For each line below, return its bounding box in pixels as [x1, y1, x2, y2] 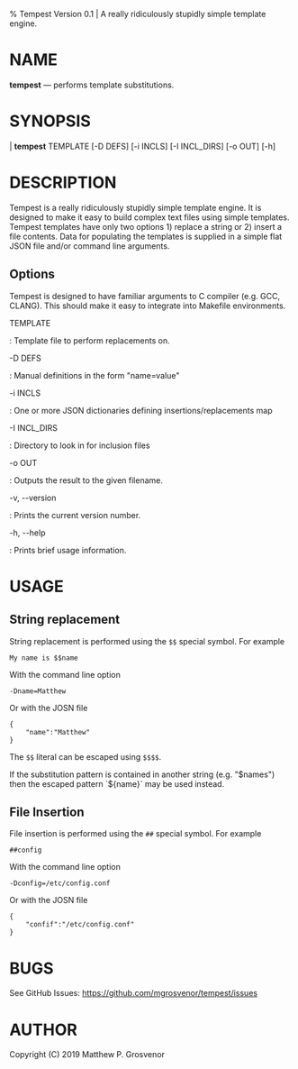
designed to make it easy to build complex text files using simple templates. [9, 212, 290, 223]
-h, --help [9, 527, 46, 538]
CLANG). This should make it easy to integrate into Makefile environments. [9, 300, 286, 311]
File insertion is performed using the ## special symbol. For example [9, 828, 262, 839]
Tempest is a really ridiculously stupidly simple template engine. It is [9, 202, 262, 213]
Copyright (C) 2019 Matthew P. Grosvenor [9, 1049, 165, 1060]
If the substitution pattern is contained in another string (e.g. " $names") [9, 769, 275, 780]
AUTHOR [9, 1019, 78, 1040]
